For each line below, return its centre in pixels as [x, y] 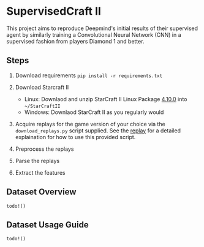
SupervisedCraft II [54, 11]
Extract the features [40, 172]
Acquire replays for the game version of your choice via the [90, 124]
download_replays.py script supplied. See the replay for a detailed [98, 131]
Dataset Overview [41, 192]
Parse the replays [37, 161]
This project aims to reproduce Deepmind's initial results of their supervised [102, 28]
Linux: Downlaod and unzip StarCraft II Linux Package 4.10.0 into [106, 99]
